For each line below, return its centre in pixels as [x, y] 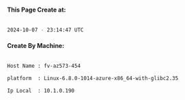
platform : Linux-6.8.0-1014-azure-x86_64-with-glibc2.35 [93, 79]
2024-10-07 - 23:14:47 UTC [45, 30]
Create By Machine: [36, 45]
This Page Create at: [37, 10]
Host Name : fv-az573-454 [44, 66]
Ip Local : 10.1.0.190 [41, 91]
